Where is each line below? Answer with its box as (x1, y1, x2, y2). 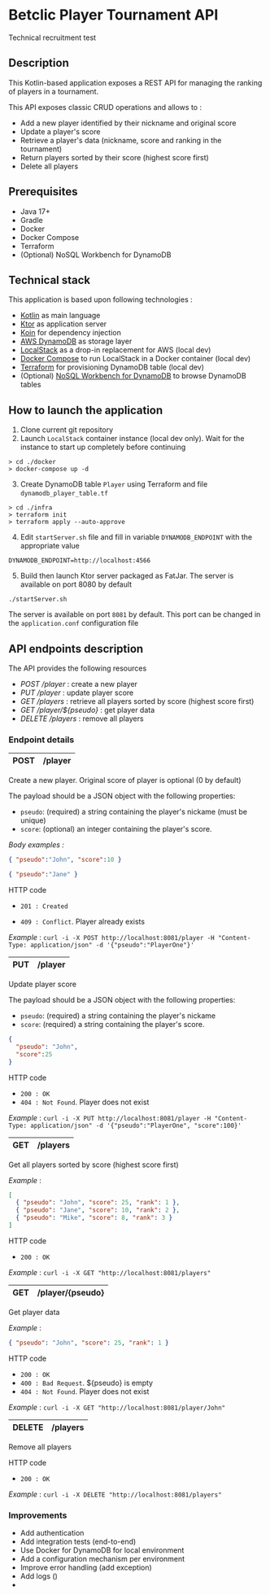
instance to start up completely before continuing (20, 442, 186, 452)
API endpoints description (8, 641, 144, 656)
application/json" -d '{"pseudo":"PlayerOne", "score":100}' (29, 1121, 242, 1130)
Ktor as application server (20, 319, 107, 329)
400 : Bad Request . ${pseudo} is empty (20, 1378, 153, 1387)
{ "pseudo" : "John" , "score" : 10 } (8, 856, 122, 864)
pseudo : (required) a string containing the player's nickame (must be (20, 807, 248, 817)
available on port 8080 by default (20, 579, 133, 589)
